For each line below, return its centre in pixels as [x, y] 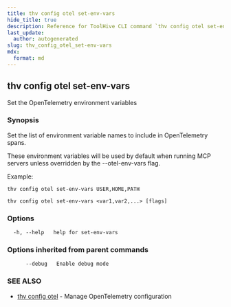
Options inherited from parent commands [78, 250]
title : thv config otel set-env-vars [61, 13]
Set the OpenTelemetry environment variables [72, 102]
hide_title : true [32, 20]
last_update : [26, 33]
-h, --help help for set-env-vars [66, 233]
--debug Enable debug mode [67, 264]
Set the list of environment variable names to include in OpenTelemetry [108, 135]
